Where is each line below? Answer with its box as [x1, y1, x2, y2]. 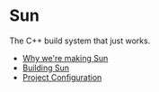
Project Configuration [22, 71, 102, 82]
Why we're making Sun [22, 52, 109, 63]
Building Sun [22, 62, 70, 73]
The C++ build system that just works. [9, 35, 151, 46]
